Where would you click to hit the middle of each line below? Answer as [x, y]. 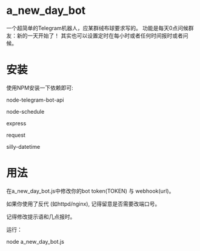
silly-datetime [23, 146]
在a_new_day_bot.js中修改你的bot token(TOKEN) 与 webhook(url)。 [90, 191]
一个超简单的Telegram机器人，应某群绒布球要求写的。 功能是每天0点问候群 [100, 28]
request [16, 135]
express [16, 123]
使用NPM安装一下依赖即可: [40, 88]
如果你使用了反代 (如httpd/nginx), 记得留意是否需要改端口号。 [83, 204]
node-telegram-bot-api [35, 100]
